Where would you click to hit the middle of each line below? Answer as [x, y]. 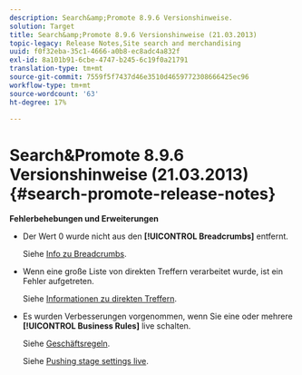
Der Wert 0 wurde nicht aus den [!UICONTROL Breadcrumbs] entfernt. [155, 236]
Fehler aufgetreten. [58, 281]
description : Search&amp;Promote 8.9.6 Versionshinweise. [121, 18]
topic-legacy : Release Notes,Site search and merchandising [126, 43]
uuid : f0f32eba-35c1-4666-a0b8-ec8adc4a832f [95, 52]
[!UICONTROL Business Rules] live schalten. [107, 326]
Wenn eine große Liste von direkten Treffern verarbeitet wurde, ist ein [153, 271]
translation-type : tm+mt [56, 69]
